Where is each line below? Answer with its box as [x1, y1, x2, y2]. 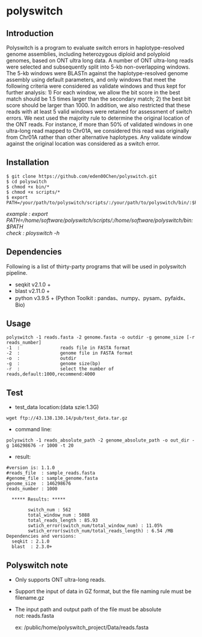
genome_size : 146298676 [6, 481, 71, 487]
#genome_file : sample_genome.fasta [6, 475, 98, 482]
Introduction [6, 28, 54, 38]
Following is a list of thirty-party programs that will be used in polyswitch [6, 263, 186, 270]
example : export [6, 210, 48, 217]
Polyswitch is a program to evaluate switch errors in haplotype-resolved [6, 44, 185, 51]
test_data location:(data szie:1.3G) [14, 404, 99, 411]
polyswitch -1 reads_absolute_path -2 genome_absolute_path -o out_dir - [6, 437, 195, 443]
